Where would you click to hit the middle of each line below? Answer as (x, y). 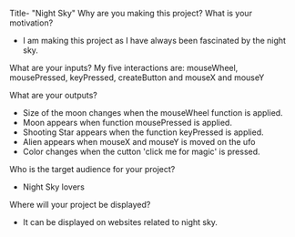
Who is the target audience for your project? (92, 169)
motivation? (31, 23)
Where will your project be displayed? (80, 205)
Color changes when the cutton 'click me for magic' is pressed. (142, 151)
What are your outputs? (54, 95)
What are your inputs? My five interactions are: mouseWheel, (124, 68)
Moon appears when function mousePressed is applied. (127, 123)
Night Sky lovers (53, 187)
